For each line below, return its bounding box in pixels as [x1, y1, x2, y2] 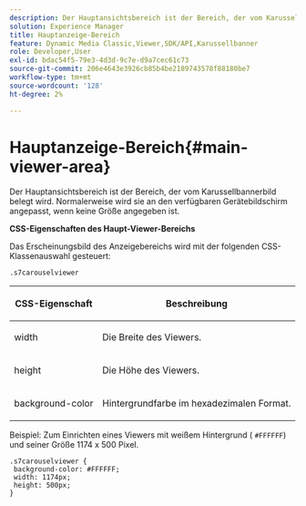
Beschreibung [165, 297, 228, 310]
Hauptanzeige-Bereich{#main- [9, 137, 249, 158]
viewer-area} [9, 156, 111, 177]
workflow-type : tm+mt [9, 73, 92, 82]
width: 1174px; [13, 473, 71, 482]
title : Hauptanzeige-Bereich [9, 30, 120, 39]
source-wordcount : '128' [9, 81, 104, 90]
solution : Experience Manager [9, 22, 125, 31]
